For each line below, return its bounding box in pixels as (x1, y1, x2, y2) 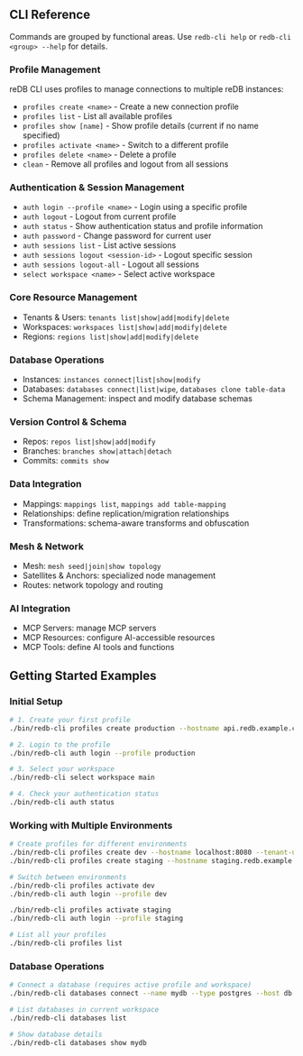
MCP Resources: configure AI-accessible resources (22, 632, 216, 643)
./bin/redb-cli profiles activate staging (9, 905, 171, 914)
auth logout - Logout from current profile (22, 211, 177, 222)
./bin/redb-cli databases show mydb (9, 1038, 147, 1047)
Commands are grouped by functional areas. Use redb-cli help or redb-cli (9, 31, 291, 41)
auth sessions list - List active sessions (22, 240, 177, 251)
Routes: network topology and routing (22, 579, 164, 590)
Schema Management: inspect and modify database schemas (22, 393, 252, 404)
